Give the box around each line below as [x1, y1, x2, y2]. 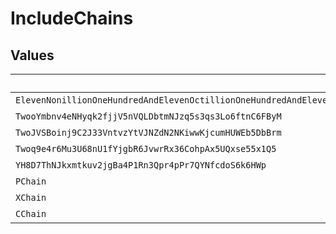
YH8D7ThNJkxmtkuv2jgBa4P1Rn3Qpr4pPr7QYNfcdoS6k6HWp [15, 160, 267, 171]
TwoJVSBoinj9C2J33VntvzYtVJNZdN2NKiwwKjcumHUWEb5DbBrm [15, 127, 282, 138]
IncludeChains [10, 7, 134, 30]
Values [10, 47, 55, 64]
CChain [15, 208, 47, 219]
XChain [15, 192, 47, 203]
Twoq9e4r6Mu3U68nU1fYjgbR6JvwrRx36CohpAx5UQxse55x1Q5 [15, 143, 277, 154]
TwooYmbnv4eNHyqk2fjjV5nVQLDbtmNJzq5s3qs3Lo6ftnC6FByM [15, 111, 282, 122]
